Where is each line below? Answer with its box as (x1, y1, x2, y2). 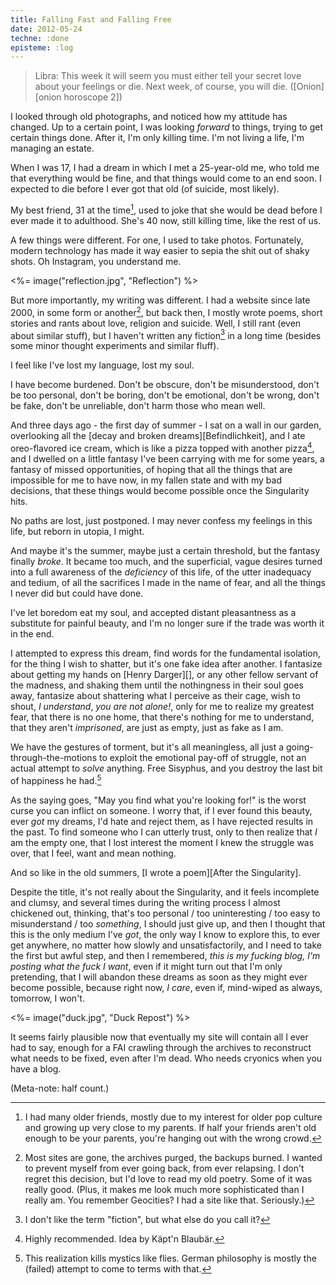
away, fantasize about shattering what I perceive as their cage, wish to (10, 689, 301, 701)
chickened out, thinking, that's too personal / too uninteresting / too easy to (10, 907, 321, 919)
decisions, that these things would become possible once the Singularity (10, 484, 310, 496)
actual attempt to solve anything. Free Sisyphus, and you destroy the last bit (10, 762, 323, 774)
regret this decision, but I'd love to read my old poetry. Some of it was (24, 1172, 313, 1185)
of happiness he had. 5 (10, 772, 102, 786)
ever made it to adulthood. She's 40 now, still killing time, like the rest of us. (10, 214, 322, 226)
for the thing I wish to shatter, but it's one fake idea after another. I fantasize (10, 657, 323, 670)
